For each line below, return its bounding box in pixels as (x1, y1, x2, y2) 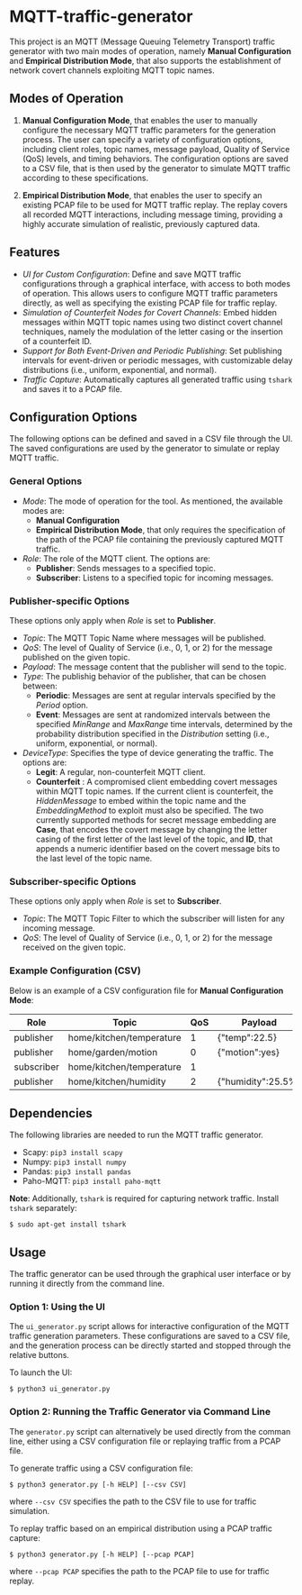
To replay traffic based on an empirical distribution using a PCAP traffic (9, 1523, 272, 1534)
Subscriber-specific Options (9, 875, 137, 888)
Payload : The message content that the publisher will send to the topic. (22, 661, 288, 672)
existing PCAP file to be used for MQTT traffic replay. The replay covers (22, 199, 288, 210)
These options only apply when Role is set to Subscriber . (9, 896, 222, 907)
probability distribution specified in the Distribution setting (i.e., (35, 728, 270, 739)
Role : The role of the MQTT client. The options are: (22, 552, 211, 564)
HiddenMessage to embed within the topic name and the (35, 795, 247, 806)
